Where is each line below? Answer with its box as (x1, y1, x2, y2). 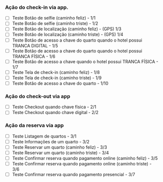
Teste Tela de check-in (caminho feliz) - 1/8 (12, 69, 100, 75)
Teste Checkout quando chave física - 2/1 (12, 104, 96, 110)
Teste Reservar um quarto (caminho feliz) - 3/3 (12, 144, 107, 150)
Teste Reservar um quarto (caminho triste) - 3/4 (12, 150, 109, 156)
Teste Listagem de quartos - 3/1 (12, 133, 77, 139)
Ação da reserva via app (5, 122, 64, 129)
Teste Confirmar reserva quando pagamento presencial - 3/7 (12, 172, 136, 178)
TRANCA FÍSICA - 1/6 (12, 53, 55, 59)
